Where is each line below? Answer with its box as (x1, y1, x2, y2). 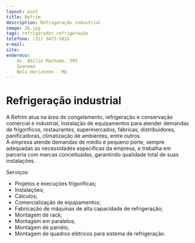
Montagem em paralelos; (14, 218, 75, 225)
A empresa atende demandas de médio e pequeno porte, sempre (6, 139, 165, 146)
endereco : (6, 52, 31, 58)
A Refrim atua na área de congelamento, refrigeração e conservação (6, 114, 173, 121)
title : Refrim (6, 14, 41, 20)
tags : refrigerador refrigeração (6, 31, 88, 36)
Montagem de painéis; (14, 224, 70, 231)
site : (6, 47, 19, 53)
